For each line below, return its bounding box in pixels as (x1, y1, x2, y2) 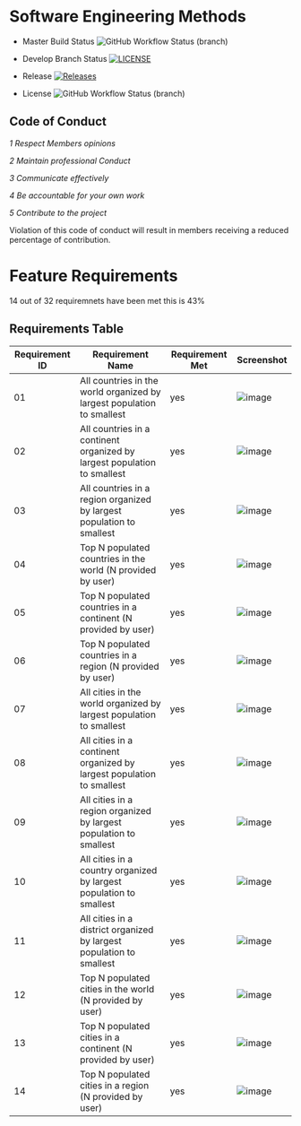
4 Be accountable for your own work (9, 190, 145, 201)
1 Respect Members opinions (9, 137, 116, 149)
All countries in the (79, 374, 159, 386)
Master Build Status (21, 36, 95, 47)
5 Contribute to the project (9, 207, 107, 218)
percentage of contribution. (9, 234, 111, 245)
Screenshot (236, 353, 288, 366)
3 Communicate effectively (9, 172, 109, 183)
